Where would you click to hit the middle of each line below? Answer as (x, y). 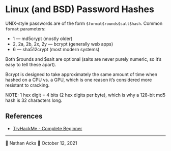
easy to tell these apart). (31, 64)
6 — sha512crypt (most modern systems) (56, 49)
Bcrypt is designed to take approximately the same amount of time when (81, 74)
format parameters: (25, 28)
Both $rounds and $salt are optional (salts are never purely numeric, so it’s (83, 59)
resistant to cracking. (27, 85)
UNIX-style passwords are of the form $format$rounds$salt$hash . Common (84, 23)
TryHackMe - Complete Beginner (47, 128)
